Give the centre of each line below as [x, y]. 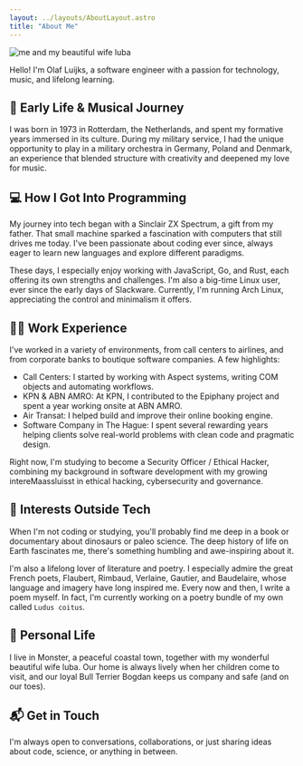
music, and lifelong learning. [62, 79]
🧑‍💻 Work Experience [68, 328]
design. [37, 444]
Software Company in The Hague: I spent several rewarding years [145, 425]
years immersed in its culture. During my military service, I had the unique [147, 139]
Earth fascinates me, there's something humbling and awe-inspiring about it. [151, 550]
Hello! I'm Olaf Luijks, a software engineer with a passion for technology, [145, 70]
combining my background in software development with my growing [139, 471]
